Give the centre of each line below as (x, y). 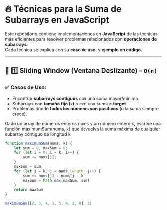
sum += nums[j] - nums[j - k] (54, 176)
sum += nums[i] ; (40, 157)
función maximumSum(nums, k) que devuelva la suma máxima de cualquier (83, 129)
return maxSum (29, 190)
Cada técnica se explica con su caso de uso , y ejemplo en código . (74, 50)
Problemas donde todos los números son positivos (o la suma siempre (85, 108)
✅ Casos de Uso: (26, 87)
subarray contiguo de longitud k (38, 134)
